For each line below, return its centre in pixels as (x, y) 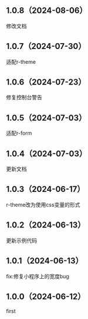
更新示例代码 (21, 240)
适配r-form (19, 133)
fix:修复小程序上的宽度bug (38, 276)
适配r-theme (21, 61)
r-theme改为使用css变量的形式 (43, 204)
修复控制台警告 (24, 97)
